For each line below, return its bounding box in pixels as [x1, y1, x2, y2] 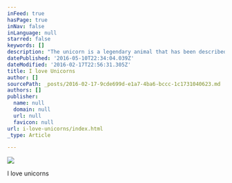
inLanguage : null [7, 29, 57, 36]
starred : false [7, 36, 51, 43]
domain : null [13, 106, 51, 113]
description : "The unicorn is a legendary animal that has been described [7, 49, 227, 56]
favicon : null [13, 118, 54, 126]
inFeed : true [7, 10, 45, 17]
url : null [13, 112, 41, 119]
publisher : [7, 94, 39, 100]
